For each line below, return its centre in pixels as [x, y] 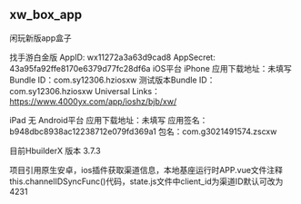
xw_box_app [46, 15]
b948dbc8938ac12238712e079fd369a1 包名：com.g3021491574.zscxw [143, 131]
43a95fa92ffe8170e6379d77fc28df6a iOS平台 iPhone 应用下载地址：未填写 [151, 68]
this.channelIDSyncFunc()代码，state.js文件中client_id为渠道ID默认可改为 [146, 181]
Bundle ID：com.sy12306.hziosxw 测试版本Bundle [103, 80]
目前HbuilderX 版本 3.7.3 [55, 151]
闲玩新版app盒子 [41, 38]
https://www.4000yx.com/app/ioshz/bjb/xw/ [93, 101]
